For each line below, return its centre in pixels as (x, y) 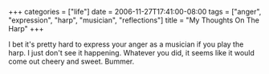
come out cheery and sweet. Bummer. (71, 61)
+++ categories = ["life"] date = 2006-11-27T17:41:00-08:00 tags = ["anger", (135, 12)
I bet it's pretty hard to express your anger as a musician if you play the (126, 44)
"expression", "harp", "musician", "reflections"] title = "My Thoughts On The (134, 20)
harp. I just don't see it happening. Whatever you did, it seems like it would (132, 53)
